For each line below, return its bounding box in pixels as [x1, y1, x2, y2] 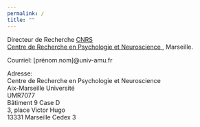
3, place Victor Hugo [7, 106, 65, 114]
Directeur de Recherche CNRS [7, 35, 93, 43]
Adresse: [7, 69, 33, 78]
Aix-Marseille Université [7, 84, 75, 92]
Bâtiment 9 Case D [7, 98, 60, 106]
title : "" [7, 16, 36, 23]
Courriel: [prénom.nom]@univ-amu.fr [7, 56, 113, 64]
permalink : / [7, 10, 45, 17]
